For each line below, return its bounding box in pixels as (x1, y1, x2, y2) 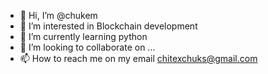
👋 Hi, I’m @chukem (19, 10, 98, 21)
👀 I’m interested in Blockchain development (19, 20, 198, 32)
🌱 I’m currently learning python (19, 31, 148, 42)
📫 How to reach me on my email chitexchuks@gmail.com (19, 53, 258, 64)
